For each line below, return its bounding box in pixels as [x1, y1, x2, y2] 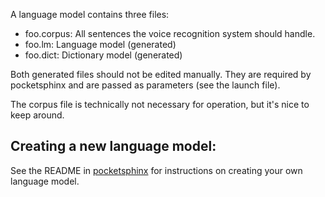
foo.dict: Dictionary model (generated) [24, 49, 183, 61]
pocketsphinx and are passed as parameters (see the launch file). [10, 79, 281, 91]
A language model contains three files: [10, 9, 170, 20]
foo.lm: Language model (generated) [24, 39, 177, 50]
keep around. [10, 109, 65, 121]
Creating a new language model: [10, 138, 217, 155]
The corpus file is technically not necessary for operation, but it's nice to [10, 99, 310, 110]
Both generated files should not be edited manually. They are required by [10, 69, 312, 80]
